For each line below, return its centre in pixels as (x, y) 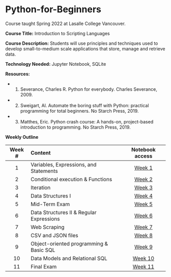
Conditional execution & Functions (71, 179)
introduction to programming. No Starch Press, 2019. (75, 127)
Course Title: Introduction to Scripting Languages (58, 33)
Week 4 (143, 196)
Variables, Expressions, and (63, 164)
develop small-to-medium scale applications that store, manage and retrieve (85, 48)
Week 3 (143, 187)
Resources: (18, 74)
